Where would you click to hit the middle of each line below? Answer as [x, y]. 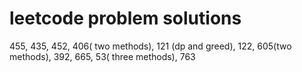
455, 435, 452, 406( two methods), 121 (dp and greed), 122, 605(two [150, 46]
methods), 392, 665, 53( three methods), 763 [102, 56]
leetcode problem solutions [125, 18]
